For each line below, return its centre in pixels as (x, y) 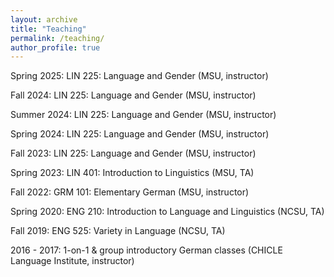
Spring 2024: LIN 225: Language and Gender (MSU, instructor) (140, 134)
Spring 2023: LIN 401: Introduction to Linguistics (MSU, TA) (132, 173)
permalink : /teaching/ (57, 38)
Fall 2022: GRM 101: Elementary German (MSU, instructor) (130, 192)
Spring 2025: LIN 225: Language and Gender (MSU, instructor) (139, 76)
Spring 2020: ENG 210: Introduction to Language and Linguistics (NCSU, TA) (167, 212)
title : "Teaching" (48, 29)
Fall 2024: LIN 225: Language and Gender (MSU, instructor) (133, 95)
